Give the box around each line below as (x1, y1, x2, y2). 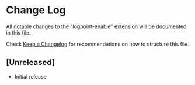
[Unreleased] (6, 57, 55, 67)
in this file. (6, 29, 31, 36)
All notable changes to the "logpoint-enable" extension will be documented (6, 23, 187, 30)
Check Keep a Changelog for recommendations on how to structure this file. (6, 40, 190, 47)
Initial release (14, 73, 47, 80)
